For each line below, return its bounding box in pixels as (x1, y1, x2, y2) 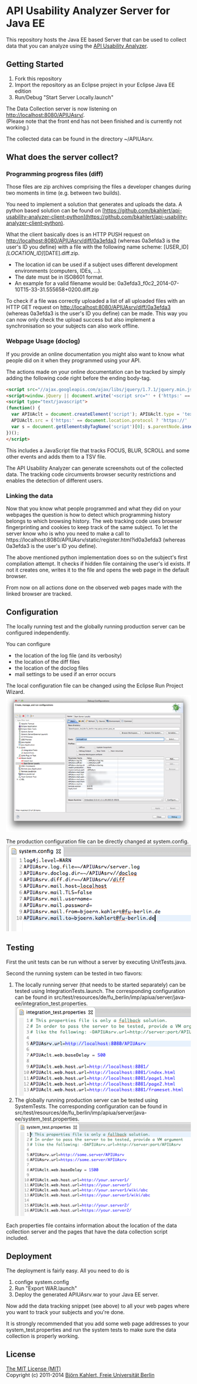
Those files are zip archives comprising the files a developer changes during (6, 183, 191, 190)
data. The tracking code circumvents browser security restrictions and (6, 470, 176, 477)
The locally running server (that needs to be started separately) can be (14, 981, 186, 988)
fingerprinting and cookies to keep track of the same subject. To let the (6, 523, 178, 530)
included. (6, 1235, 29, 1242)
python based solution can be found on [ (6, 207, 104, 214)
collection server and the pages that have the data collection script (6, 1228, 168, 1235)
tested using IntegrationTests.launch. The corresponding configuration (14, 987, 185, 994)
